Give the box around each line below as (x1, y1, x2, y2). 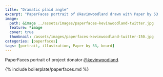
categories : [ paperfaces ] (5, 39, 58, 44)
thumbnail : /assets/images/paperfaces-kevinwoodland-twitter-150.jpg (9, 35, 154, 39)
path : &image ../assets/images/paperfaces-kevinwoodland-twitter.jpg (9, 20, 154, 26)
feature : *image (9, 25, 42, 30)
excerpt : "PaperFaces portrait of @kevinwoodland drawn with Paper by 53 (5, 12, 159, 17)
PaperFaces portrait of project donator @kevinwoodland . (5, 57, 120, 62)
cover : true (9, 30, 34, 35)
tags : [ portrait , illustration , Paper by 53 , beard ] (5, 43, 115, 48)
